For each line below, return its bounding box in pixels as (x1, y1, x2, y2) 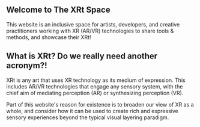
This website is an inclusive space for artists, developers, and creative (6, 20, 180, 28)
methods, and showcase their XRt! (6, 33, 91, 41)
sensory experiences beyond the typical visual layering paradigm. (6, 114, 169, 121)
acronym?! (6, 60, 47, 71)
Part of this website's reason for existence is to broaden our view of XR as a (6, 101, 194, 108)
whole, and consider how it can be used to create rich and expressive (6, 107, 178, 114)
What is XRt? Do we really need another (6, 51, 158, 61)
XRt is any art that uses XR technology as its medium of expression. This (6, 76, 186, 84)
